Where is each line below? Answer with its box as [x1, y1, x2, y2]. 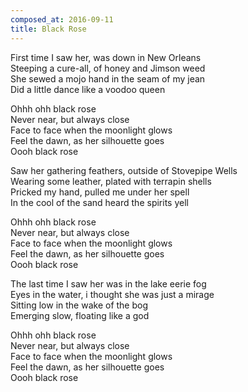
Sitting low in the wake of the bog [10, 299, 149, 311]
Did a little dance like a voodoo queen [10, 83, 166, 95]
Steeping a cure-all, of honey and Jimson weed [10, 62, 206, 74]
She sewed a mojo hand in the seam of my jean [10, 72, 206, 85]
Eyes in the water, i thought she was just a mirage [10, 288, 215, 300]
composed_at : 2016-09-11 [10, 14, 114, 25]
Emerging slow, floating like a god [10, 309, 150, 321]
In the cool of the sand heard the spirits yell [10, 196, 189, 208]
